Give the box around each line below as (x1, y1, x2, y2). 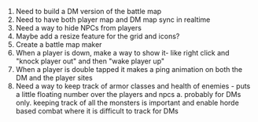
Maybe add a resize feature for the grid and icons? (15, 31, 180, 41)
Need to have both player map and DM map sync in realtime (15, 15, 211, 24)
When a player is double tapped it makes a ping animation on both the (15, 65, 243, 74)
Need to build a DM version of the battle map (15, 7, 162, 16)
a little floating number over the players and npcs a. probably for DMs (15, 90, 241, 99)
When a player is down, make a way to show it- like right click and (15, 48, 230, 57)
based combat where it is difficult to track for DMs (15, 106, 179, 116)
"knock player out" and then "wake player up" (15, 56, 165, 66)
